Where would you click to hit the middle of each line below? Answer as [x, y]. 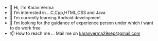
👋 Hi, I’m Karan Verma [32, 7]
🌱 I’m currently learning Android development [55, 18]
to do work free [25, 28]
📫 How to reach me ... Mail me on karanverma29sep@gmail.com [75, 33]
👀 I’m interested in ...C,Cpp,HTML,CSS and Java [57, 13]
